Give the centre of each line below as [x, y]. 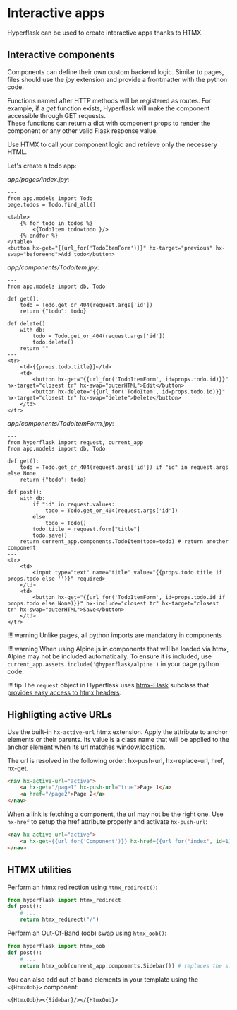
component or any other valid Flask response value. [83, 130]
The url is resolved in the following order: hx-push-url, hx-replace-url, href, [116, 760]
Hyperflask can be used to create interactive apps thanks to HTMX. [105, 33]
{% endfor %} [39, 236]
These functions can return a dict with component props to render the [109, 123]
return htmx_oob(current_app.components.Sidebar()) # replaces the [121, 966]
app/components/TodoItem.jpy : [53, 267]
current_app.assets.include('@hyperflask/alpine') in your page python [113, 663]
